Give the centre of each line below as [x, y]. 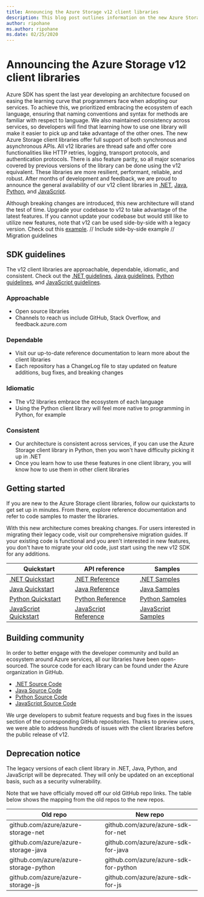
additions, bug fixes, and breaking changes [69, 372]
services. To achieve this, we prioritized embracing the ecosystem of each [100, 108]
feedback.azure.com [41, 324]
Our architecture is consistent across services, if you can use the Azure [104, 444]
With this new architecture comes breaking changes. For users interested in [101, 528]
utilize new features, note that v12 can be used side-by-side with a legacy [98, 223]
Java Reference [97, 589]
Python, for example [40, 414]
